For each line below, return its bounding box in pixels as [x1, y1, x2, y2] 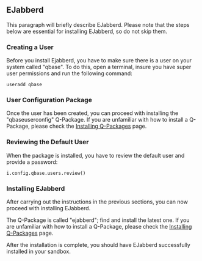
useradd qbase [6, 82, 43, 88]
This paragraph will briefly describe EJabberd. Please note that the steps [6, 21, 190, 28]
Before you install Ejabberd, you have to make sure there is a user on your [6, 57, 192, 64]
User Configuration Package [6, 96, 93, 105]
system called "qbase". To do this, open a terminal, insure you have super [6, 64, 192, 71]
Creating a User [6, 43, 54, 51]
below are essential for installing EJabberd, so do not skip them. [6, 28, 168, 35]
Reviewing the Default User [6, 138, 89, 146]
